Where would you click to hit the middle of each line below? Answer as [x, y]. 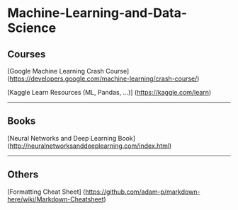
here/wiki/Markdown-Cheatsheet [56, 199]
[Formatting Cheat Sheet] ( [46, 192]
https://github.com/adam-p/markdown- [142, 192]
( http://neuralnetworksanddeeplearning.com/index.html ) [90, 146]
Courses [27, 54]
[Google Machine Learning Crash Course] [68, 71]
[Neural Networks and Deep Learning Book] [72, 138]
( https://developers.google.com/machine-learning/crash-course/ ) [103, 78]
